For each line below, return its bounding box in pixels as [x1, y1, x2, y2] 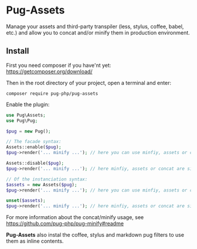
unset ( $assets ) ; [6, 197, 46, 204]
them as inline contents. [6, 238, 64, 245]
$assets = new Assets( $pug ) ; [6, 182, 77, 187]
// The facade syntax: [6, 139, 62, 145]
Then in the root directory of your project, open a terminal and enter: [6, 79, 172, 86]
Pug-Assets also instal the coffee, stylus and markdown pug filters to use [6, 231, 185, 238]
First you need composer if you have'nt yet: [6, 62, 111, 69]
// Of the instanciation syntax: [6, 176, 88, 182]
